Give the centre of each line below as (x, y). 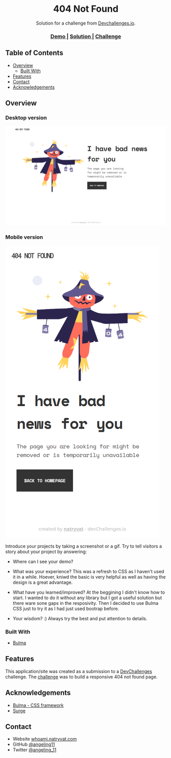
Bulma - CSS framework (38, 705)
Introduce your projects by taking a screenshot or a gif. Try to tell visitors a (84, 546)
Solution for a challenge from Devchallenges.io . (86, 23)
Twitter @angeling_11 (34, 750)
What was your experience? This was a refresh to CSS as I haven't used (88, 571)
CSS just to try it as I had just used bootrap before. (66, 608)
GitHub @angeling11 (34, 744)
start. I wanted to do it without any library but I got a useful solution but (87, 598)
